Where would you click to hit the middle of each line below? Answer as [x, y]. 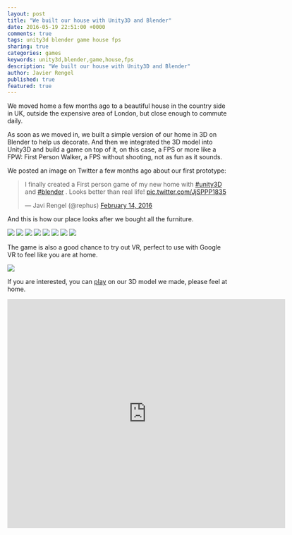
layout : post [26, 14]
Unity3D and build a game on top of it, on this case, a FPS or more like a [112, 149]
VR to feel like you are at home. [53, 255]
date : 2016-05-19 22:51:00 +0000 [56, 27]
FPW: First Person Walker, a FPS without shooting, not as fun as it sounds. [115, 157]
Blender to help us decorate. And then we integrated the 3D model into [110, 142]
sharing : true [28, 47]
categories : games [34, 54]
